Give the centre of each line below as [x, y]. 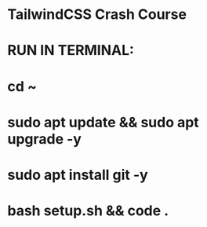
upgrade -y [44, 139]
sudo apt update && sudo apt [103, 122]
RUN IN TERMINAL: [71, 51]
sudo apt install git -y [78, 175]
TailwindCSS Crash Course [97, 15]
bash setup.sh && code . [88, 211]
